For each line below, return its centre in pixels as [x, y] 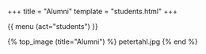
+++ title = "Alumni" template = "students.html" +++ [92, 11]
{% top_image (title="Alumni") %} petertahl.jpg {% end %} [103, 41]
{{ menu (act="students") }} [53, 26]
